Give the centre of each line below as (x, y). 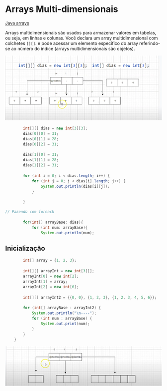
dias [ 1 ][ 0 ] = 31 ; (41, 155)
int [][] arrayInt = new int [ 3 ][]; (59, 271)
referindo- (150, 43)
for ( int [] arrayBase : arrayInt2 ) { (62, 308)
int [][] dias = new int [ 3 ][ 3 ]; (55, 128)
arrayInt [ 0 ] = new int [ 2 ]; (51, 276)
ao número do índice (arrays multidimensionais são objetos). (73, 48)
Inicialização (25, 248)
